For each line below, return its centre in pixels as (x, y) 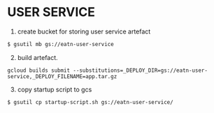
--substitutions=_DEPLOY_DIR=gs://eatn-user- (141, 70)
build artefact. (37, 57)
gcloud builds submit (39, 70)
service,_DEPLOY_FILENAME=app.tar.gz (62, 76)
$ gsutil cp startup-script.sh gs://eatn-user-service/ (90, 102)
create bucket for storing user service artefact (84, 31)
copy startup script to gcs (55, 89)
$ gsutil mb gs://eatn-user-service (60, 44)
